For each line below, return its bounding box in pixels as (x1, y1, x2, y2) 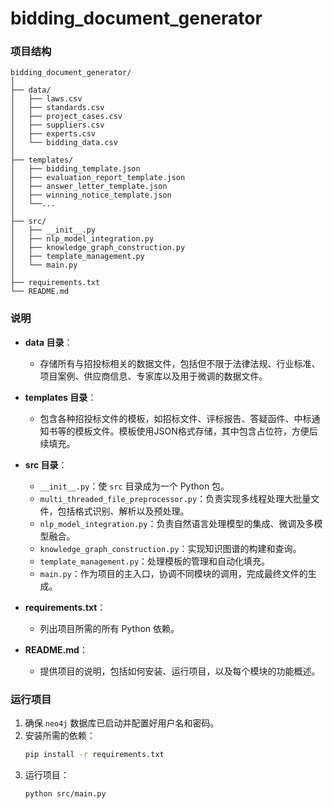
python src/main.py (24, 788, 107, 799)
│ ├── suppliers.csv (10, 120, 105, 131)
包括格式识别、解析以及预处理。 (57, 505, 190, 517)
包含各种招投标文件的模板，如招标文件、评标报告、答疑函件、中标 (39, 412, 312, 424)
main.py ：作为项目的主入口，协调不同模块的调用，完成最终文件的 (39, 567, 308, 579)
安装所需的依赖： (24, 730, 96, 742)
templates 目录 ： (24, 391, 97, 403)
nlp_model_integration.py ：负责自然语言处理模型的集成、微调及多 (39, 517, 315, 529)
